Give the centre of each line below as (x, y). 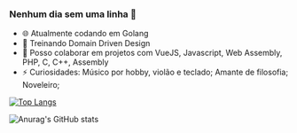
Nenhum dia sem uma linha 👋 (73, 14)
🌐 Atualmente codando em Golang (85, 34)
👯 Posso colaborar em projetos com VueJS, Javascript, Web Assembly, (152, 53)
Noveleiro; (41, 85)
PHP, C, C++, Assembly (65, 62)
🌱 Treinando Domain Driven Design (86, 43)
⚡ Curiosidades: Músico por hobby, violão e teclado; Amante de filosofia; (155, 72)
